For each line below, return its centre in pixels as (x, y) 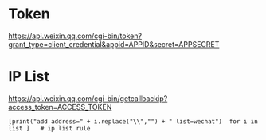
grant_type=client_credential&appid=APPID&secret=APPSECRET (114, 44)
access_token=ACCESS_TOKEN (60, 107)
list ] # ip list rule (49, 128)
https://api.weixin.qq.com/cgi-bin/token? (75, 36)
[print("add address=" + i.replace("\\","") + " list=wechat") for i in (133, 121)
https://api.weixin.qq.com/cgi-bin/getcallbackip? (88, 98)
